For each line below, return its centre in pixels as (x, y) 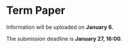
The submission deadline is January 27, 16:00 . (64, 38)
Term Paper (36, 10)
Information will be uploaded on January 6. (60, 27)
